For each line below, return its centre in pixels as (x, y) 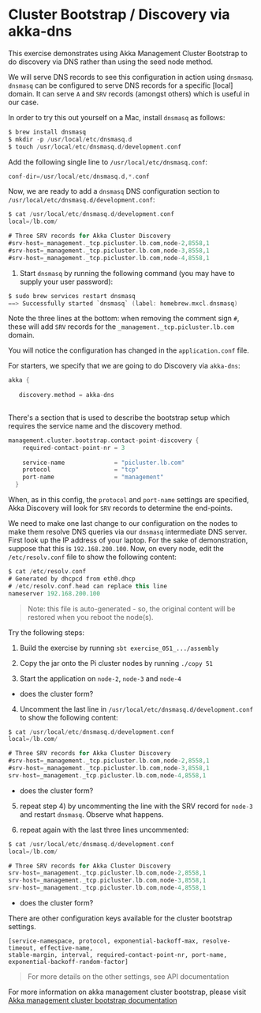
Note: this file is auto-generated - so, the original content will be (131, 609)
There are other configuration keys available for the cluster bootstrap (120, 918)
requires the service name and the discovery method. (95, 425)
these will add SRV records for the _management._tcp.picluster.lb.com (121, 327)
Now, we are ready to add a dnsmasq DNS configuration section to (114, 191)
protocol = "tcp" (81, 470)
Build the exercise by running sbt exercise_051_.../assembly (119, 648)
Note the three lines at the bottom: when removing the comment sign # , (124, 319)
